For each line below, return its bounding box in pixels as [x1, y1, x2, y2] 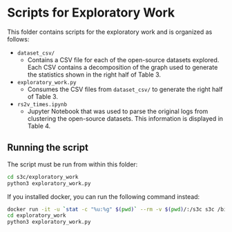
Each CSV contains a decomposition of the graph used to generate [27, 63, 218, 71]
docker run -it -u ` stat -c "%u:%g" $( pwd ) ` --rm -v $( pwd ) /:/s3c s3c [7, 206, 215, 213]
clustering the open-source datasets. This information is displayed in [27, 114, 223, 122]
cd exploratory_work [7, 212, 67, 219]
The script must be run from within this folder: [7, 160, 138, 168]
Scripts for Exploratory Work [7, 5, 175, 21]
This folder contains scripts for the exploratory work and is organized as [7, 28, 213, 36]
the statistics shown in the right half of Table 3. [27, 70, 161, 79]
